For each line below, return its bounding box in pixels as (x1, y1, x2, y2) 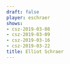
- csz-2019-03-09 (6, 32, 51, 38)
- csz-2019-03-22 (6, 43, 51, 49)
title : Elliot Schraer (6, 49, 64, 55)
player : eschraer (6, 15, 51, 21)
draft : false (6, 9, 40, 15)
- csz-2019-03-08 (6, 26, 51, 32)
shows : (6, 20, 23, 26)
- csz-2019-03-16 (6, 37, 51, 43)
